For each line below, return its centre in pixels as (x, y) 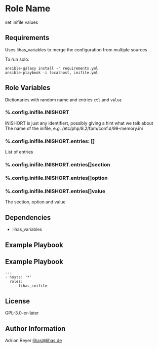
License (18, 301)
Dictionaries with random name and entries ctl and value (63, 100)
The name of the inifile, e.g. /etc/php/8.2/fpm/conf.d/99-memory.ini (74, 128)
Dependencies (28, 217)
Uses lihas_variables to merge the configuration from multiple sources (76, 49)
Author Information (35, 329)
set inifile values (22, 22)
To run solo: (17, 59)
